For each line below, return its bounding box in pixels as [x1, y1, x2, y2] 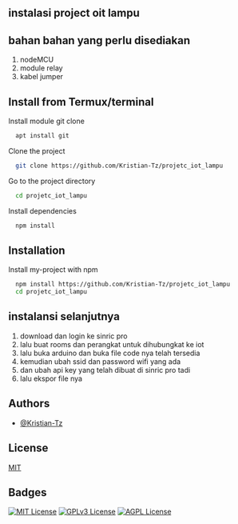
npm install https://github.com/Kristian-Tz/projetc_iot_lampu [15, 280, 230, 289]
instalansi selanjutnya [8, 310, 120, 323]
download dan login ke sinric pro [19, 331, 128, 341]
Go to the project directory [8, 176, 96, 186]
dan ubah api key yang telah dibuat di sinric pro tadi [19, 365, 191, 374]
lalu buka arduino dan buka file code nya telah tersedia [19, 348, 200, 358]
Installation [8, 243, 65, 257]
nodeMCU [19, 55, 54, 65]
